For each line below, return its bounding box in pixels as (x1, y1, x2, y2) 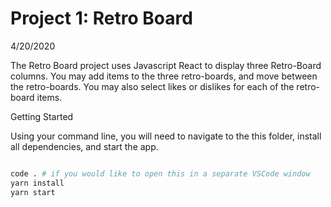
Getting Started (10, 110, 74, 122)
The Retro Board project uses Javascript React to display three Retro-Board (10, 59, 322, 71)
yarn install (10, 178, 65, 188)
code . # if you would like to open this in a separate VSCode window (10, 168, 311, 179)
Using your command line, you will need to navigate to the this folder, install (10, 130, 322, 142)
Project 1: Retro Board (10, 7, 193, 30)
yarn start (10, 187, 56, 197)
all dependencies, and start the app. (10, 140, 159, 152)
